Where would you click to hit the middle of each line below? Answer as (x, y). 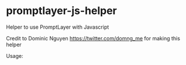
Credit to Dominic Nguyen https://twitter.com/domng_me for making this (93, 38)
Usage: (15, 56)
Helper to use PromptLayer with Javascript (58, 27)
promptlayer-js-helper (61, 11)
